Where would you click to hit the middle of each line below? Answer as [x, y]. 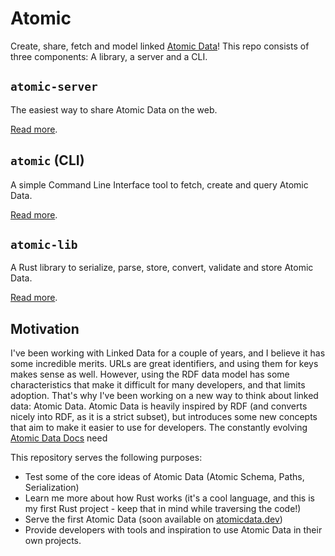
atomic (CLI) [47, 160]
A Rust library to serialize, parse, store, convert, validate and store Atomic [162, 268]
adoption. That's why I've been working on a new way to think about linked [164, 396]
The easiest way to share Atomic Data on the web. [114, 109]
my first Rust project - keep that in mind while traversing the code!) [163, 509]
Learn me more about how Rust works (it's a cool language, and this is [169, 498]
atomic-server [54, 87]
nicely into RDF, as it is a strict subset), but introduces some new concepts [164, 417]
